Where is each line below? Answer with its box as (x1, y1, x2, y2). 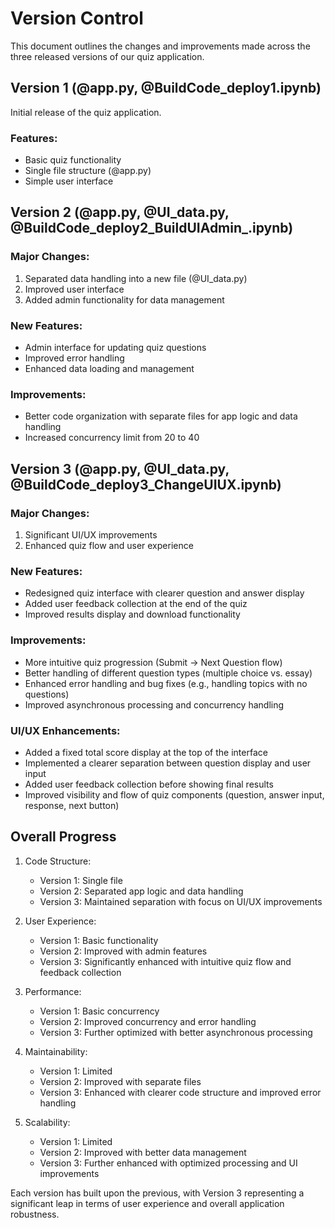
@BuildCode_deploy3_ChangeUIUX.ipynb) (10, 476, 282, 493)
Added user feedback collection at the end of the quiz (24, 598, 248, 610)
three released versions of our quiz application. (10, 50, 205, 62)
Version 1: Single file (39, 874, 123, 886)
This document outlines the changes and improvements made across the (10, 40, 311, 52)
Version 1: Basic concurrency (39, 1005, 160, 1017)
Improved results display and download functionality (24, 608, 241, 621)
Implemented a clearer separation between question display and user (24, 757, 312, 769)
